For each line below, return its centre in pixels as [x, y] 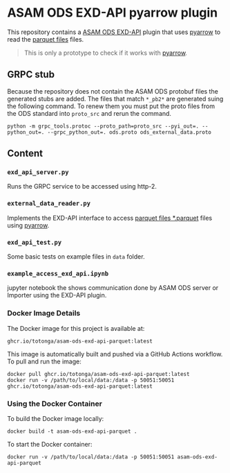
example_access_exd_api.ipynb [58, 273]
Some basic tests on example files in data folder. [76, 257]
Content [25, 154]
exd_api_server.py [38, 172]
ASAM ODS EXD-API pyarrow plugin [113, 13]
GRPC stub [31, 75]
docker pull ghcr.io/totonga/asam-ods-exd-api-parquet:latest [98, 374]
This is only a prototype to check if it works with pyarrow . [106, 53]
